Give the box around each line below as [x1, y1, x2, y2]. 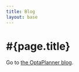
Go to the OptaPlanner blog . [6, 59, 74, 66]
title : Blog [6, 8, 35, 15]
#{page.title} [6, 40, 70, 53]
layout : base [6, 14, 38, 20]
